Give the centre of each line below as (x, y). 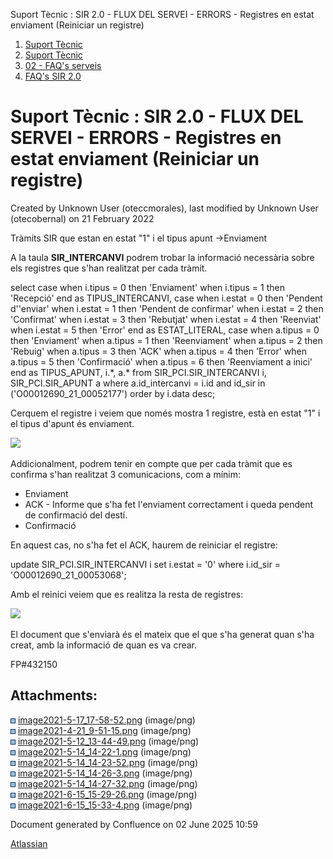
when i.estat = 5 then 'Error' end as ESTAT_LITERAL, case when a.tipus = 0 (165, 330)
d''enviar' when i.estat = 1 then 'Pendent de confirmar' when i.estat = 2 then (167, 308)
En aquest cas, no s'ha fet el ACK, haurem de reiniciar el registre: (144, 545)
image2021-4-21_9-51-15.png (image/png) (104, 730)
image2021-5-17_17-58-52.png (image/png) (106, 720)
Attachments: (54, 695)
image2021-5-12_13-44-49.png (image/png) (108, 741)
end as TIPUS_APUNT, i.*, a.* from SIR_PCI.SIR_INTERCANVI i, (138, 372)
